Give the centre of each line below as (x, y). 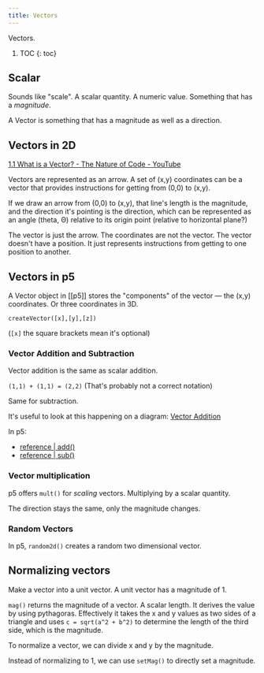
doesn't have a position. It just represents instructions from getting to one (127, 244)
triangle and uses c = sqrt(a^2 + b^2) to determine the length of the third (128, 621)
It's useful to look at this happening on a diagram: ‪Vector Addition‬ (115, 416)
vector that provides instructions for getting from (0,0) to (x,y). (110, 188)
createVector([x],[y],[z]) (52, 319)
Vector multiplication (49, 476)
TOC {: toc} (38, 53)
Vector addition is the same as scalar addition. (83, 370)
